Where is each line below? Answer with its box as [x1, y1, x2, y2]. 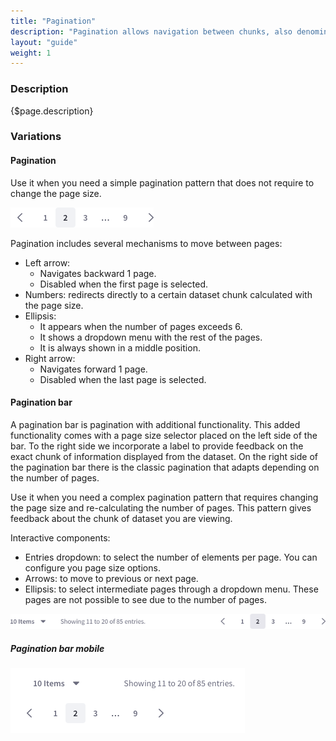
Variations [10, 130, 62, 144]
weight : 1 [10, 48, 52, 58]
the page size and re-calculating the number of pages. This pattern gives [10, 501, 312, 514]
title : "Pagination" [10, 16, 97, 26]
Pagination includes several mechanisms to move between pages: [10, 237, 283, 249]
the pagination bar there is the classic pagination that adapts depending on [10, 461, 320, 473]
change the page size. [10, 187, 102, 199]
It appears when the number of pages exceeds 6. [39, 320, 243, 332]
